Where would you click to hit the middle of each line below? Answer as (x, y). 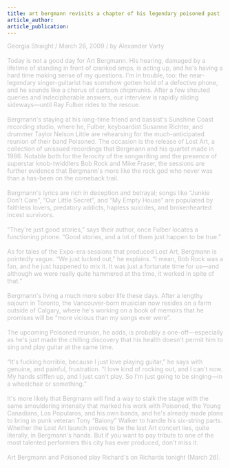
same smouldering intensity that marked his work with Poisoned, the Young (114, 406)
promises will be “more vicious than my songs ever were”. (89, 318)
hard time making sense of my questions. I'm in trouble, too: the (97, 75)
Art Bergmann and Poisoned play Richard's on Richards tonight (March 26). (114, 458)
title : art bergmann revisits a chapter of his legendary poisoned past (114, 13)
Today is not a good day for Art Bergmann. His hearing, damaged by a (106, 61)
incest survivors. (31, 215)
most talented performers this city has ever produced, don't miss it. (103, 442)
